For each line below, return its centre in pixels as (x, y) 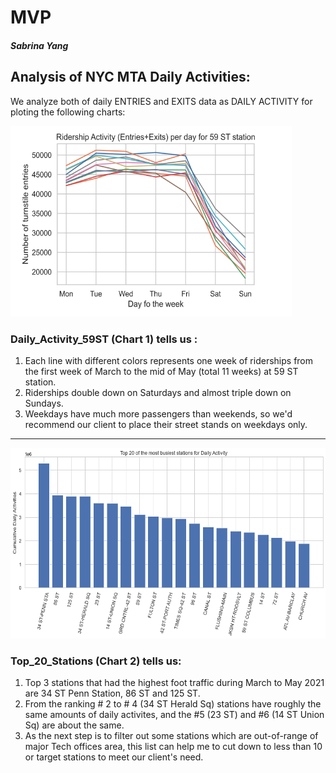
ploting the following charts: (68, 112)
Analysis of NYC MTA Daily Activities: (130, 77)
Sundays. (44, 403)
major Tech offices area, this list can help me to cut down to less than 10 (173, 747)
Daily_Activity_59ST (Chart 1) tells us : (104, 339)
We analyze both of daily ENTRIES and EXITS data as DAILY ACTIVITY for (161, 101)
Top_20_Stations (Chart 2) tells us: (96, 661)
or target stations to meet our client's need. (114, 757)
